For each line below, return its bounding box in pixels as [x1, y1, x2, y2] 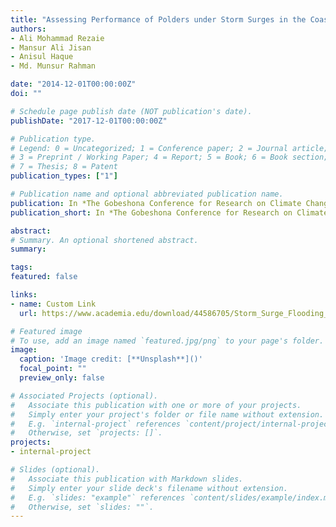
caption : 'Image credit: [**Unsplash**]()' [19, 354, 203, 365]
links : [10, 290, 38, 300]
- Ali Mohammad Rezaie [10, 33, 105, 43]
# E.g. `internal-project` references [10, 419, 182, 429]
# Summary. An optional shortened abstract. [10, 235, 199, 245]
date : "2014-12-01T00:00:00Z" [10, 79, 137, 90]
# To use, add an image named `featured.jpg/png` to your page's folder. [10, 336, 325, 346]
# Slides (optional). [10, 465, 101, 475]
